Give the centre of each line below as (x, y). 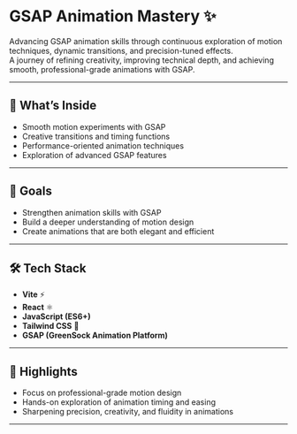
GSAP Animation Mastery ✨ (113, 16)
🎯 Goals (31, 191)
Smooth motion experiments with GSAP (94, 126)
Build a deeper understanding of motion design (108, 222)
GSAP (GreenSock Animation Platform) (95, 335)
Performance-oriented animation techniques (103, 145)
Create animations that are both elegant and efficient (118, 231)
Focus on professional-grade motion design (102, 393)
